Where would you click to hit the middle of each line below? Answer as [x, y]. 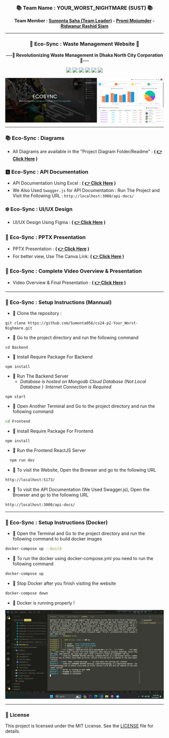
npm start [16, 397]
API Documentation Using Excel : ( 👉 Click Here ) [64, 183]
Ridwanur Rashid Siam [84, 26]
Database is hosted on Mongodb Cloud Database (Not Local [83, 382]
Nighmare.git [19, 328]
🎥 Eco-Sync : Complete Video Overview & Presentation [74, 271]
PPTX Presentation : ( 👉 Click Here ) [51, 249]
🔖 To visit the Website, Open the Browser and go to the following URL [84, 470]
